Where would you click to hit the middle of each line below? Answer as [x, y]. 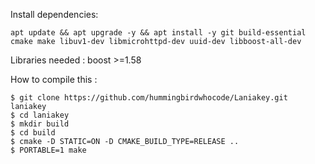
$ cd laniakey [40, 115]
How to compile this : [54, 79]
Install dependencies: [54, 14]
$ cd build [33, 133]
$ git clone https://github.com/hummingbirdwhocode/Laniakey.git [149, 98]
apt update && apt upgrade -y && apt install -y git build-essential [158, 33]
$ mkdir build [40, 124]
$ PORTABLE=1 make [48, 150]
